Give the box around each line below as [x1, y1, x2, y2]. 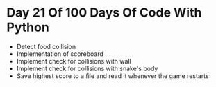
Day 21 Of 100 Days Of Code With [6, 5, 202, 21]
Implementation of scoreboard [16, 50, 103, 58]
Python [6, 19, 49, 35]
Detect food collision [16, 42, 76, 50]
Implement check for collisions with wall [16, 57, 131, 65]
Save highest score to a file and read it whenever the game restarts [16, 71, 209, 80]
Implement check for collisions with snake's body [16, 64, 158, 72]
